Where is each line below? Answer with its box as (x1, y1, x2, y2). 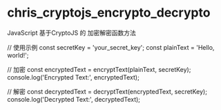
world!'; (7, 51, 29, 59)
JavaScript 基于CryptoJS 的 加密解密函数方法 (7, 28, 137, 37)
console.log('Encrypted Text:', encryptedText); (7, 73, 140, 81)
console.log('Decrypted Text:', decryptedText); (7, 95, 140, 103)
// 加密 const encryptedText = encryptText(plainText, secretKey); (7, 65, 191, 73)
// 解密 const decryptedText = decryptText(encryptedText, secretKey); (7, 87, 207, 95)
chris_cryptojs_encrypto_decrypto (7, 5, 211, 21)
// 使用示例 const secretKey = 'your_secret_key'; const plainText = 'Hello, (7, 43, 215, 51)
